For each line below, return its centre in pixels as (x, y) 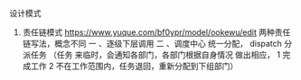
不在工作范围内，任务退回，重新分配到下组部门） (147, 66)
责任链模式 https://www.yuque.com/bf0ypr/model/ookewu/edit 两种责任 (156, 32)
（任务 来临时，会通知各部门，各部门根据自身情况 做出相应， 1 (165, 55)
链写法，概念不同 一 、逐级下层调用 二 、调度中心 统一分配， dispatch (152, 44)
